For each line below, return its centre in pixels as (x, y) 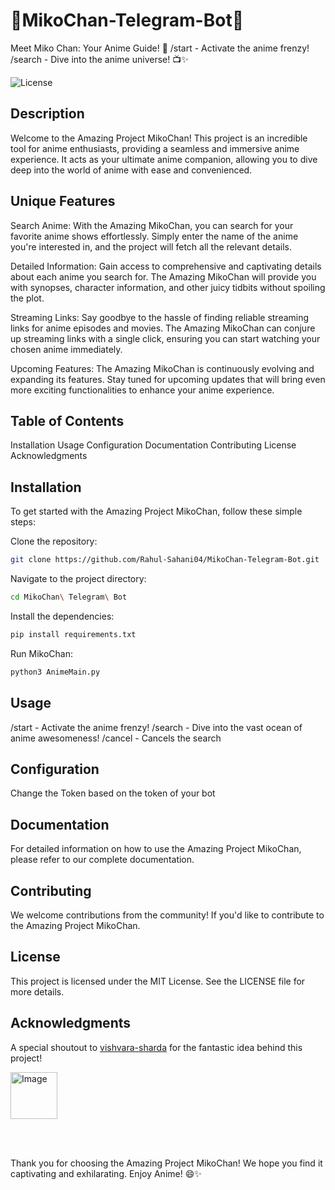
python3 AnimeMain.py (55, 672)
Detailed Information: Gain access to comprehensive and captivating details (166, 266)
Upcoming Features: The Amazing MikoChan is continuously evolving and (162, 368)
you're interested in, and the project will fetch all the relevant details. (151, 246)
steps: (23, 522)
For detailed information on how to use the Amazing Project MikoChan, (156, 849)
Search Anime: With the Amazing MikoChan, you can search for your (152, 225)
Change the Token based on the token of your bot (113, 793)
